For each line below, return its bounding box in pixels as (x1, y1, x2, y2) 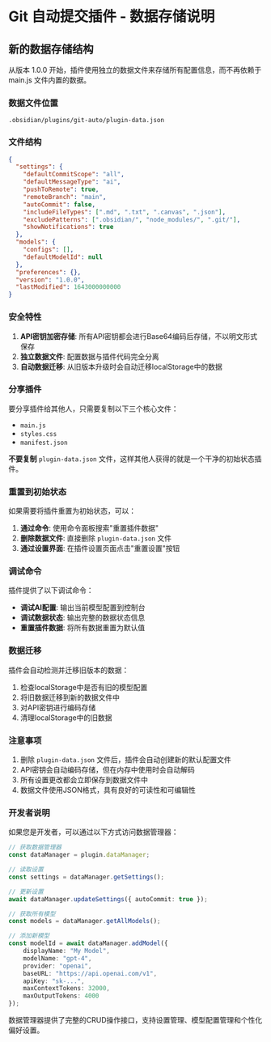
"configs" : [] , (23, 246, 74, 254)
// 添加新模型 (8, 932, 50, 940)
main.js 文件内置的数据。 (8, 75, 91, 85)
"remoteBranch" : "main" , (23, 193, 107, 201)
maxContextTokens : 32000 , (23, 985, 111, 993)
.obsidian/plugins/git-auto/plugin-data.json (8, 116, 164, 125)
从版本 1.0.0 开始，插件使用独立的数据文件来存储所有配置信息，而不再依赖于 (8, 66, 262, 74)
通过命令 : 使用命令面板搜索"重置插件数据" (19, 523, 159, 533)
